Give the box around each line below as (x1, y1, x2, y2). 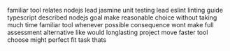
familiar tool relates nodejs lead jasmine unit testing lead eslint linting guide (7, 6, 224, 14)
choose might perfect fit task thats (7, 36, 107, 44)
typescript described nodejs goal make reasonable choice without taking (7, 13, 217, 22)
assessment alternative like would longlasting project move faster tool (7, 28, 208, 36)
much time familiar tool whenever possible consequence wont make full (7, 21, 215, 29)
